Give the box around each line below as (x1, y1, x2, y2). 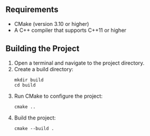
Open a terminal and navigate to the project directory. (14, 59, 145, 67)
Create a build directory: (14, 65, 74, 72)
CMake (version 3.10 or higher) (14, 20, 89, 27)
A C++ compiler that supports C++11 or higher (14, 26, 126, 34)
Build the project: (14, 114, 56, 121)
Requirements (5, 5, 58, 15)
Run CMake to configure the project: (14, 92, 103, 99)
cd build (14, 82, 36, 88)
